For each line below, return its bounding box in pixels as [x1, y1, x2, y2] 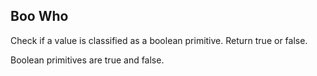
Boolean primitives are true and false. [10, 54, 165, 66]
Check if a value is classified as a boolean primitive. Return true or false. [10, 34, 308, 46]
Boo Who [10, 8, 69, 25]
